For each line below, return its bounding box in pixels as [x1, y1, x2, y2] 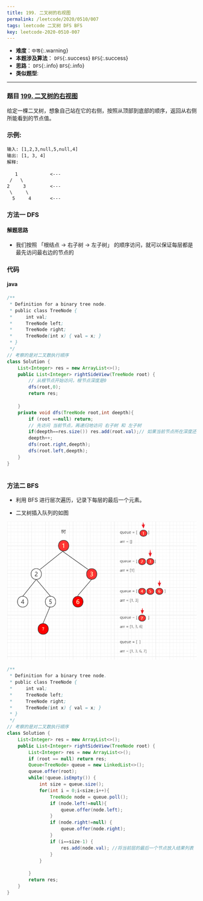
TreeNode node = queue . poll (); [49, 794, 129, 800]
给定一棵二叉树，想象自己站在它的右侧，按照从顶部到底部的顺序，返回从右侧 [7, 106, 197, 114]
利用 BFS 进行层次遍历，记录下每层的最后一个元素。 [15, 496, 145, 504]
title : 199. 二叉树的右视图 [7, 10, 71, 16]
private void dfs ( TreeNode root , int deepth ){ [17, 409, 134, 415]
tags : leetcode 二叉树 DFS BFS [7, 22, 83, 28]
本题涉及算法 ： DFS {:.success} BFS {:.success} [15, 54, 128, 62]
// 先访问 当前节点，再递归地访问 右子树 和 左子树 [28, 422, 142, 429]
